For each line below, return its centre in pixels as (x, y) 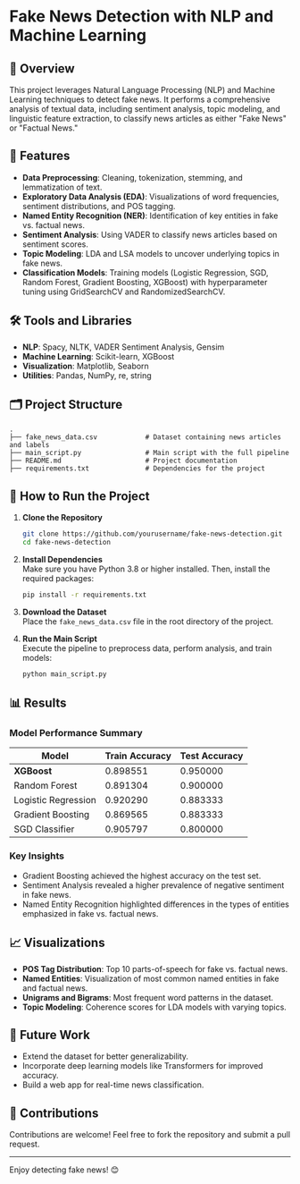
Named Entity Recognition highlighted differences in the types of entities (156, 904)
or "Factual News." (44, 128)
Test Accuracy (212, 756)
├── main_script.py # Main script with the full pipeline (150, 453)
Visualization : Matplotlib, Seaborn (85, 366)
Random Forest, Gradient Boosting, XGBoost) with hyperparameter (145, 282)
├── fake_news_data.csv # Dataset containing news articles (145, 437)
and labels (29, 445)
